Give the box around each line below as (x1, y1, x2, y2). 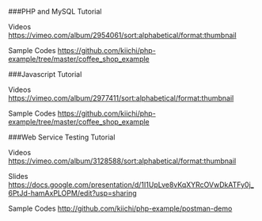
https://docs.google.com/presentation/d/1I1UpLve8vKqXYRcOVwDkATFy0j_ (8, 180, 255, 189)
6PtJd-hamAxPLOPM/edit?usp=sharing (8, 189, 137, 197)
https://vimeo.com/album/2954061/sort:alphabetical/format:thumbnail (8, 31, 237, 40)
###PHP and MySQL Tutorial (8, 7, 102, 16)
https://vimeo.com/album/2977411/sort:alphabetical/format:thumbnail (8, 93, 234, 102)
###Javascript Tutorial (8, 70, 82, 78)
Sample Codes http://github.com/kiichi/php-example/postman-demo (8, 204, 233, 213)
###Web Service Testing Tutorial (8, 132, 116, 142)
